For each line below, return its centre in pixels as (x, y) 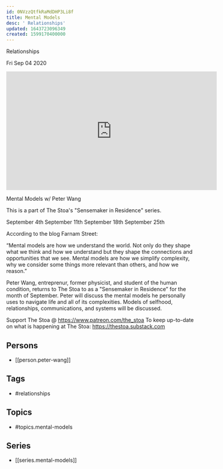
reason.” (17, 271)
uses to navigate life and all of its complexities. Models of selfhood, (90, 302)
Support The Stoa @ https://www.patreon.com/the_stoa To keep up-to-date (100, 320)
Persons (22, 345)
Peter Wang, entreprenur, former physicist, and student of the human (92, 283)
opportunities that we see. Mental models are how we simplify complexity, (98, 258)
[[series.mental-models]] (46, 460)
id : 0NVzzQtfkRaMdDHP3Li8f (40, 12)
